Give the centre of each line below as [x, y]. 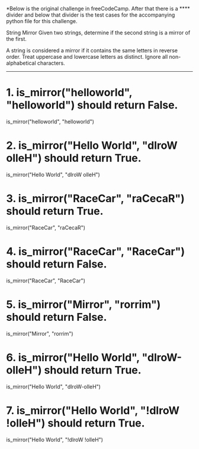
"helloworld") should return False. [92, 105]
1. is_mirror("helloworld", [69, 93]
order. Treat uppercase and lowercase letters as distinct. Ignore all [87, 57]
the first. [16, 39]
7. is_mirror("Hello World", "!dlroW [93, 410]
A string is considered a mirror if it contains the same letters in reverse [92, 50]
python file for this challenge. [42, 21]
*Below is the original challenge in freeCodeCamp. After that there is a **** [98, 9]
